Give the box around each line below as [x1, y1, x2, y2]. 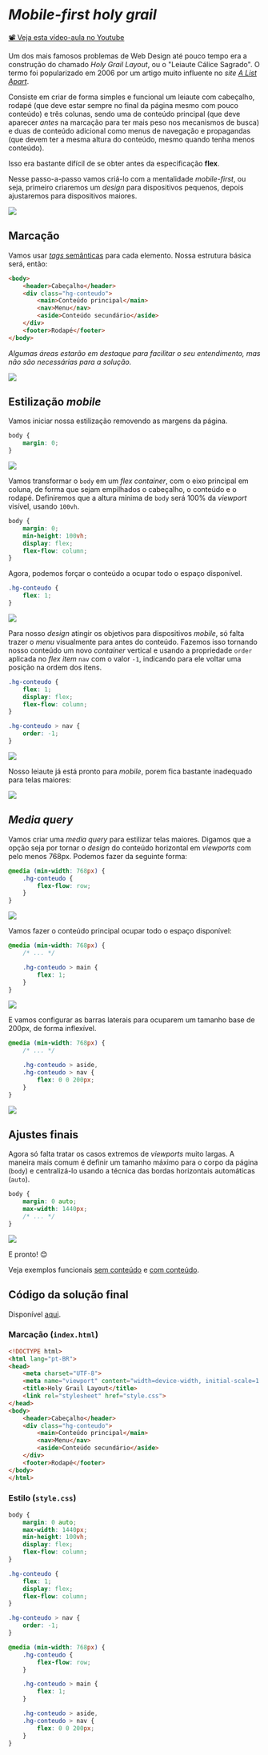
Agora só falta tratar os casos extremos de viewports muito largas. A [8, 1149, 235, 1159]
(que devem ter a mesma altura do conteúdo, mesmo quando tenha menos [8, 134, 255, 144]
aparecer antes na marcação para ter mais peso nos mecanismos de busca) [8, 118, 260, 127]
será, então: [8, 258, 48, 269]
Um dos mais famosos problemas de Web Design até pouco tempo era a [8, 50, 248, 61]
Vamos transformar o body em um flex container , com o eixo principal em [8, 476, 250, 486]
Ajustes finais [8, 1128, 78, 1141]
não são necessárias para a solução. [8, 357, 132, 366]
